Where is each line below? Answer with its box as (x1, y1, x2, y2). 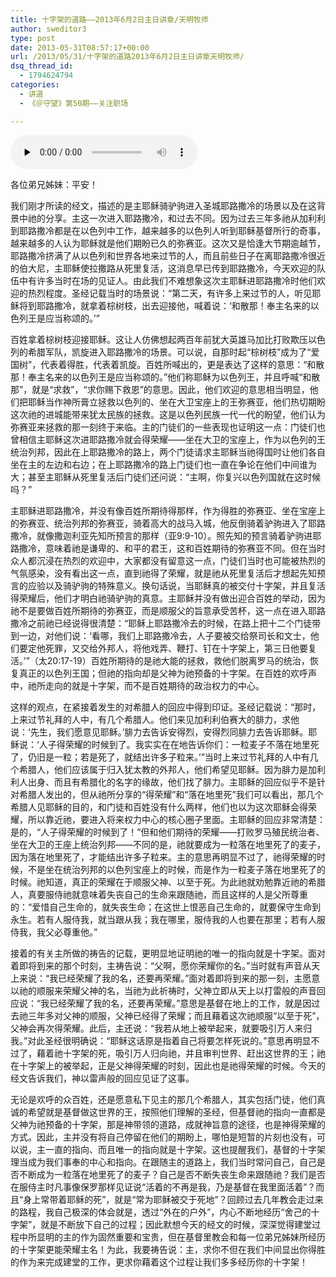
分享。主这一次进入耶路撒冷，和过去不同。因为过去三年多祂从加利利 (44, 212, 326, 224)
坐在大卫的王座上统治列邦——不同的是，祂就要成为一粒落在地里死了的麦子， (10, 838, 326, 850)
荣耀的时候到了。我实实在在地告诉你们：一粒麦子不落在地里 (64, 738, 311, 750)
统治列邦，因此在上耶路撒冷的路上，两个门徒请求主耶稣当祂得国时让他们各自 (10, 446, 326, 458)
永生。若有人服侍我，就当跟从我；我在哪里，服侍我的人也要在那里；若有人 (10, 913, 317, 925)
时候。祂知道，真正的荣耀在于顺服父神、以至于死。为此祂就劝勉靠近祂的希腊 (10, 876, 326, 888)
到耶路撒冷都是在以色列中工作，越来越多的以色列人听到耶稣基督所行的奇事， (10, 224, 326, 236)
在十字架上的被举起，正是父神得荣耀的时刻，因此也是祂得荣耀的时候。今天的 (10, 1059, 326, 1071)
